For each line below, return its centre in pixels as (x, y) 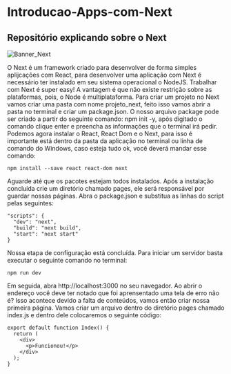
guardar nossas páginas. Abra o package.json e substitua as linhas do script (115, 196)
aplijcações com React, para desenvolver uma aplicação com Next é (104, 75)
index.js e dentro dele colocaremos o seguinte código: (84, 315)
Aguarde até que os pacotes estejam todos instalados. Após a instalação (110, 181)
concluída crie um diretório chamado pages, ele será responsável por (106, 188)
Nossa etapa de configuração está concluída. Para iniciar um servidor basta (115, 253)
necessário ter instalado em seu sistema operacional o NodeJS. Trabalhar (112, 82)
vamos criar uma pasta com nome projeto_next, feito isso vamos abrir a (109, 104)
